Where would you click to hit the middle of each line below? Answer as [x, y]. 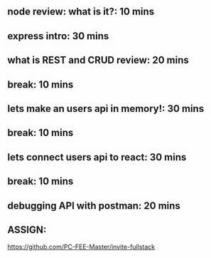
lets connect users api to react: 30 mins [97, 157]
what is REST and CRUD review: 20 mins [98, 60]
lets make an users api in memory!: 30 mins [106, 109]
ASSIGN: [27, 230]
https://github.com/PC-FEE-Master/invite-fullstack [81, 247]
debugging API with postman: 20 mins [94, 206]
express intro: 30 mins [58, 36]
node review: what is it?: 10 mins [81, 12]
